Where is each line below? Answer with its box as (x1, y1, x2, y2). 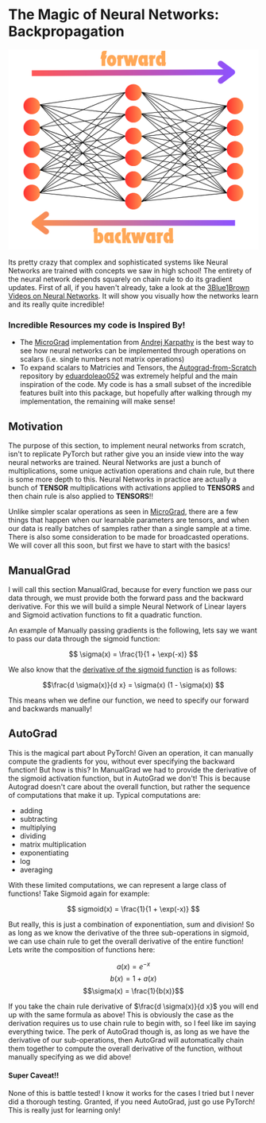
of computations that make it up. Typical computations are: (8, 790, 201, 800)
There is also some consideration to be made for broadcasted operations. (8, 532, 249, 542)
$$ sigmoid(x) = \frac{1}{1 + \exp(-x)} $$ (67, 904, 200, 913)
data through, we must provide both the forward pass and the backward (8, 593, 244, 602)
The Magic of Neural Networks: (8, 6, 220, 24)
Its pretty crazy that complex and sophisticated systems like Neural (8, 258, 229, 267)
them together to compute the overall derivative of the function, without (8, 1044, 243, 1054)
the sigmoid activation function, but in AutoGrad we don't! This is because (8, 773, 251, 783)
